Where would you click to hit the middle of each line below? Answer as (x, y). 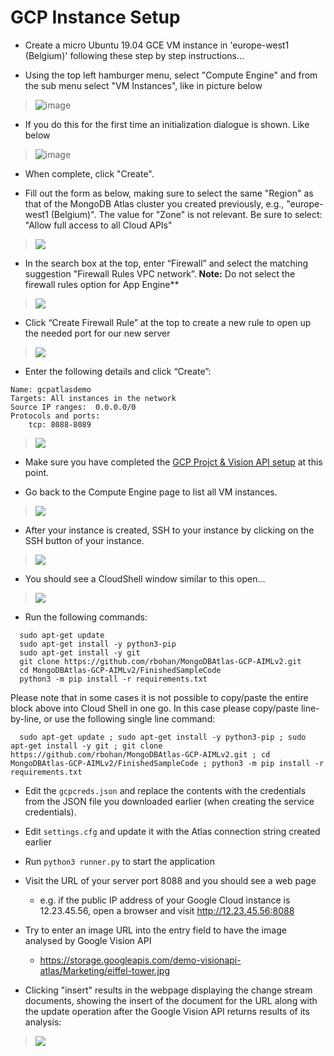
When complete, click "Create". (89, 173)
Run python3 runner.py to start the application (119, 861)
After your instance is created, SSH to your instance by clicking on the (169, 530)
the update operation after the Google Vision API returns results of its (167, 1011)
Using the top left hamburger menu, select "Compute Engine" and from (171, 75)
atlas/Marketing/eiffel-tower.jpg (105, 970)
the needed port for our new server (97, 333)
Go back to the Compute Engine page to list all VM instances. (151, 492)
